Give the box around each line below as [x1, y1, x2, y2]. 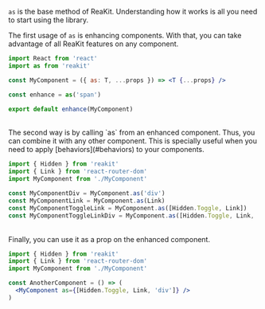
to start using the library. [8, 15, 89, 25]
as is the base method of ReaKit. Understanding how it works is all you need [8, 7, 258, 16]
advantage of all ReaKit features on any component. [8, 39, 179, 49]
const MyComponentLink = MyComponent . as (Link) [8, 197, 166, 205]
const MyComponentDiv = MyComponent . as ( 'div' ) [8, 190, 166, 198]
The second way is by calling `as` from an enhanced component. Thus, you [8, 127, 255, 138]
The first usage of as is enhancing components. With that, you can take [8, 31, 242, 40]
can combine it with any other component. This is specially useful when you [8, 136, 257, 146]
